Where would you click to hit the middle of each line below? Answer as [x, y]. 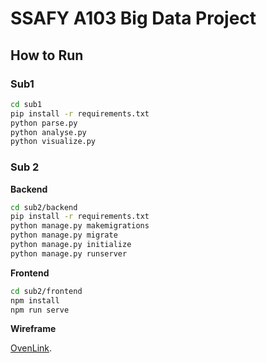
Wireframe [33, 329]
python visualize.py [53, 142]
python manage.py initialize [71, 245]
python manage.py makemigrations [80, 226]
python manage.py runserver [69, 253]
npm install [35, 300]
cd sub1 [26, 104]
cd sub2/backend [44, 207]
